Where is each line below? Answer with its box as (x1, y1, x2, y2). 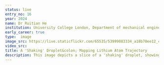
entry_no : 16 (5, 12, 32, 17)
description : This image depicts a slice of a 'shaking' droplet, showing (5, 52, 161, 58)
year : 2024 (5, 16, 27, 21)
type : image (5, 35, 32, 40)
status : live (5, 7, 32, 12)
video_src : (5, 43, 27, 48)
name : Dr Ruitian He (5, 21, 47, 26)
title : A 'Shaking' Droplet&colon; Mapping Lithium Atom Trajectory (5, 48, 147, 53)
